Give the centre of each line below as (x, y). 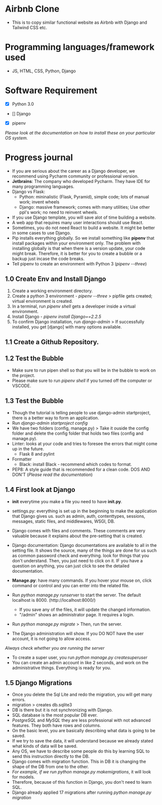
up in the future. (28, 449)
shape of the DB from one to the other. (50, 767)
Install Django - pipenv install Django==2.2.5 (57, 316)
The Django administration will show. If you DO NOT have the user (78, 633)
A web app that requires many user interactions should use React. (78, 222)
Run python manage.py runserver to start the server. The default (76, 595)
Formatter (22, 459)
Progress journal (39, 157)
